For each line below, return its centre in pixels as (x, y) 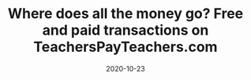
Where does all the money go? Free (126, 14)
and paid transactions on (126, 30)
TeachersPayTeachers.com (126, 47)
